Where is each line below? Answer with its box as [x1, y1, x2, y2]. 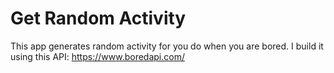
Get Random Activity [10, 7, 187, 30]
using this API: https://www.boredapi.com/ [10, 50, 185, 62]
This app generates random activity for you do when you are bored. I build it [10, 40, 324, 52]
